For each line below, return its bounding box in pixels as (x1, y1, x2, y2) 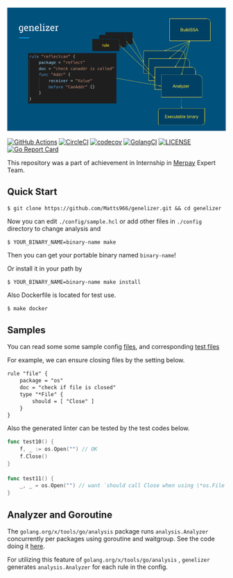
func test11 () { (7, 475, 54, 482)
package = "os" (19, 377, 64, 384)
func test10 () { (7, 439, 54, 445)
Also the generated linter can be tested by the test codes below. (7, 424, 190, 432)
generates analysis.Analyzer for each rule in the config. (7, 563, 169, 571)
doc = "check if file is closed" (19, 384, 116, 391)
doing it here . (7, 542, 45, 550)
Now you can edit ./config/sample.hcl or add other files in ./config (7, 217, 202, 226)
